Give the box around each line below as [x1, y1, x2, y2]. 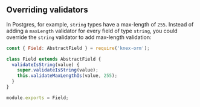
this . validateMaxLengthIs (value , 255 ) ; [17, 73, 118, 79]
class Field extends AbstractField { [6, 56, 102, 62]
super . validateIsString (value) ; [17, 67, 98, 73]
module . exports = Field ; [6, 94, 69, 101]
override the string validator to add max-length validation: [6, 33, 152, 41]
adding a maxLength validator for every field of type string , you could [6, 27, 178, 34]
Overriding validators [6, 5, 89, 15]
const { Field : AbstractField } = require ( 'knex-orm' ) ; [6, 45, 150, 51]
